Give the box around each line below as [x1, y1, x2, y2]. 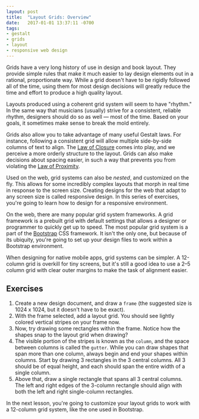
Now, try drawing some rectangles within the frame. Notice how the [14, 325, 181, 332]
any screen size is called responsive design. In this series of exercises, [6, 193, 179, 200]
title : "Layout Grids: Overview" [6, 14, 92, 20]
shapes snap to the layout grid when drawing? [14, 331, 128, 338]
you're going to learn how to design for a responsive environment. [6, 199, 168, 206]
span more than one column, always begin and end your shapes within [14, 350, 188, 357]
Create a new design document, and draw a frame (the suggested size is [14, 300, 192, 307]
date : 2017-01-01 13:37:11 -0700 [6, 20, 94, 26]
